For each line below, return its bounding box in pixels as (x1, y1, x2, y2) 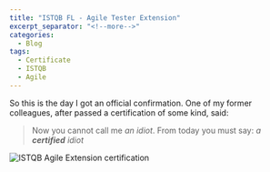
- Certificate (17, 56, 71, 65)
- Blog (17, 38, 43, 48)
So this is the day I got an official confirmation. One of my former (9, 97, 253, 108)
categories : (9, 30, 55, 39)
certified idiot (31, 134, 85, 146)
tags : (9, 47, 30, 56)
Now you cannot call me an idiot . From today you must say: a (31, 125, 262, 136)
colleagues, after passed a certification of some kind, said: (9, 106, 229, 118)
